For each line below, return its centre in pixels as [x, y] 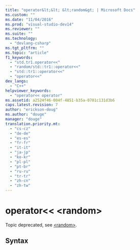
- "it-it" [20, 148]
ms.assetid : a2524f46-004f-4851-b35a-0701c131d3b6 [60, 100]
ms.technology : [21, 39]
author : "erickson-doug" [32, 110]
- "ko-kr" [20, 157]
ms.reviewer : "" [22, 29]
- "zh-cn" [20, 181]
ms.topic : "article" [27, 53]
